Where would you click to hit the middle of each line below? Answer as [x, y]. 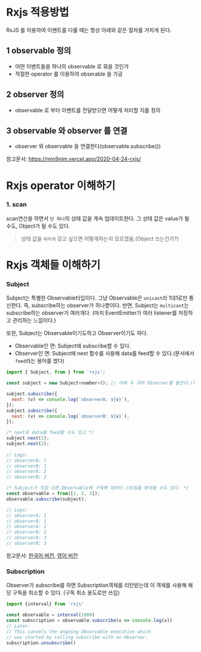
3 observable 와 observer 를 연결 [67, 130]
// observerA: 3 [26, 538]
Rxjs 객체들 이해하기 [53, 265]
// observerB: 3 [26, 544]
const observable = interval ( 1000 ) [51, 615]
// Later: [19, 626]
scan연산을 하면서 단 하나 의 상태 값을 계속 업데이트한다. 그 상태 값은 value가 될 [98, 218]
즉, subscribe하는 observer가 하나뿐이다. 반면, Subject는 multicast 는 [106, 306]
